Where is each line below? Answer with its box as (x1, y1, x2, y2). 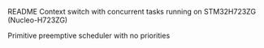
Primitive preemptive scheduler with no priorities (7, 31, 171, 40)
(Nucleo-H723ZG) (7, 15, 68, 25)
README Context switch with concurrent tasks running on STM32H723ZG (7, 7, 257, 16)
